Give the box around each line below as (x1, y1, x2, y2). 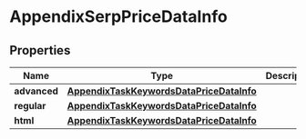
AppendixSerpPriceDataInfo (9, 6, 228, 27)
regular (14, 100, 46, 112)
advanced (14, 84, 59, 97)
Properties (9, 43, 71, 58)
